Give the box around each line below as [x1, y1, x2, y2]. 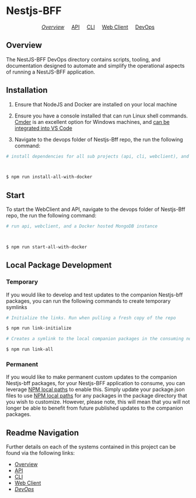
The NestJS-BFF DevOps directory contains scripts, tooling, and [6, 56, 161, 63]
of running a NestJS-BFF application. [6, 68, 95, 75]
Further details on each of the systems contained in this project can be [6, 443, 176, 451]
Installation [6, 85, 48, 95]
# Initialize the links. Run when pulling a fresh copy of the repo [6, 314, 176, 321]
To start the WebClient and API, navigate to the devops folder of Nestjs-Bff [6, 206, 185, 213]
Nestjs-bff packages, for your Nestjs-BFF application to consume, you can [6, 380, 185, 387]
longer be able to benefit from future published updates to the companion [6, 404, 183, 411]
